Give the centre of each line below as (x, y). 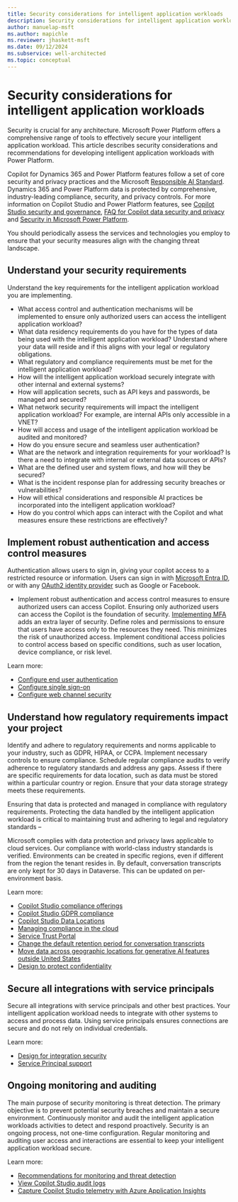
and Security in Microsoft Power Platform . (68, 219)
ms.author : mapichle (38, 34)
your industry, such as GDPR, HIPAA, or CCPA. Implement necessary (107, 753)
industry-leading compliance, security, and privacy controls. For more (109, 197)
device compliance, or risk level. (64, 652)
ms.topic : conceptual (39, 60)
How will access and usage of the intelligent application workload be (118, 430)
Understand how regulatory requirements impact (118, 717)
